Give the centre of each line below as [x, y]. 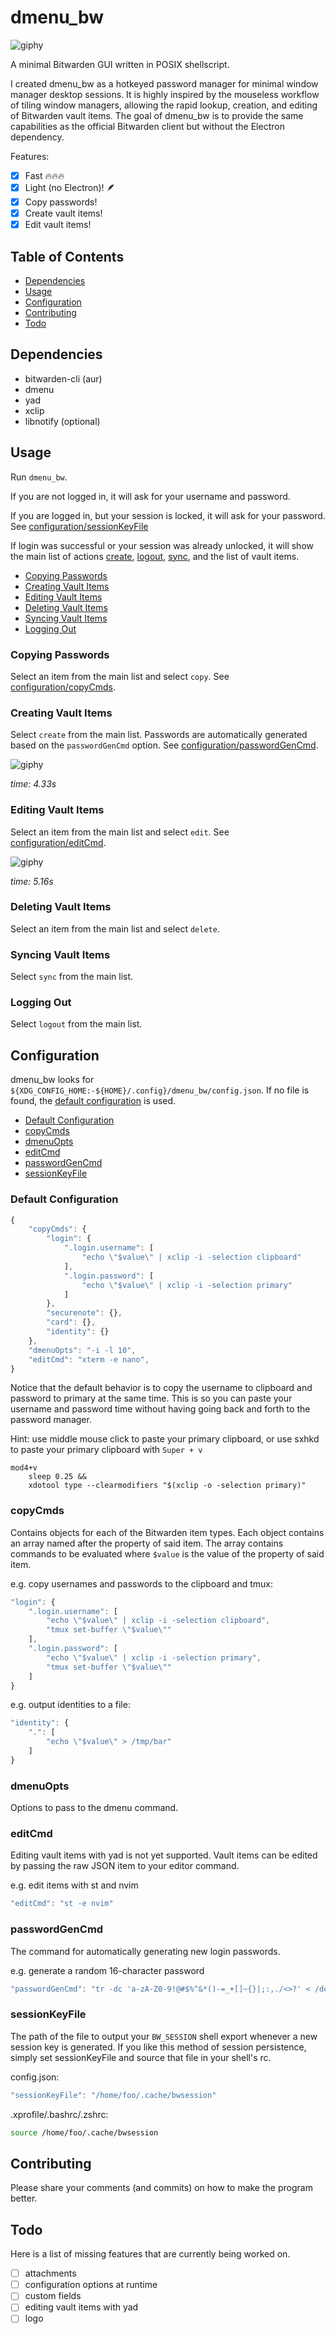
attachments [50, 2273]
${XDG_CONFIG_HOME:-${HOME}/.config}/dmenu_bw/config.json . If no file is [160, 1090]
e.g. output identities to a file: [70, 1705]
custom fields [53, 2296]
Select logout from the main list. [76, 1024]
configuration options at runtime [91, 2285]
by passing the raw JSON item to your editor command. [125, 1866]
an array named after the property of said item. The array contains [147, 1543]
